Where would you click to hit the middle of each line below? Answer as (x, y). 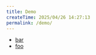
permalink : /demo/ (29, 23)
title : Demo (21, 12)
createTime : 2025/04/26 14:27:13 (48, 17)
